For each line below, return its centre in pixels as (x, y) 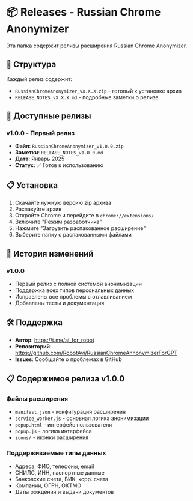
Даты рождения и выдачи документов (64, 491)
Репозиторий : (33, 346)
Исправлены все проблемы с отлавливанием (73, 296)
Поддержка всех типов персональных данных (74, 290)
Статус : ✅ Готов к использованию (59, 165)
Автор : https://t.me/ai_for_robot (55, 340)
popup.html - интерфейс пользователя (63, 425)
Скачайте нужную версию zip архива (63, 203)
